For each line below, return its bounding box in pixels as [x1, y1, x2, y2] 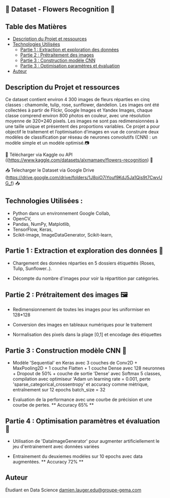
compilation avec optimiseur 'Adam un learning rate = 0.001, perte [12, 376, 151, 382]
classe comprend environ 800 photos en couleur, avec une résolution [5, 113, 151, 119]
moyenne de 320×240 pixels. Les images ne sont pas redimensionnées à [5, 118, 159, 124]
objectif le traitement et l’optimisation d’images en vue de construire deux [5, 129, 159, 135]
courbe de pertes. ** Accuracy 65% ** [12, 402, 94, 408]
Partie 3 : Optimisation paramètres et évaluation [20, 63, 120, 69]
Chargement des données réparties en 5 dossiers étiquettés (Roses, [12, 260, 156, 266]
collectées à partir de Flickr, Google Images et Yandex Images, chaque [5, 107, 153, 113]
